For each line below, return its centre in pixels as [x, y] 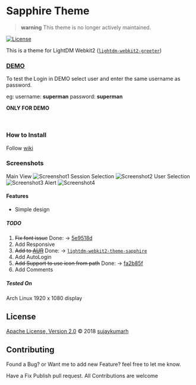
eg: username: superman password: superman [64, 97]
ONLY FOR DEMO [28, 108]
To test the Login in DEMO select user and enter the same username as [93, 79]
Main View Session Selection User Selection [98, 176]
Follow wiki [20, 148]
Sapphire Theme [48, 11]
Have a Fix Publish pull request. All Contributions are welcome [82, 375]
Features [17, 196]
